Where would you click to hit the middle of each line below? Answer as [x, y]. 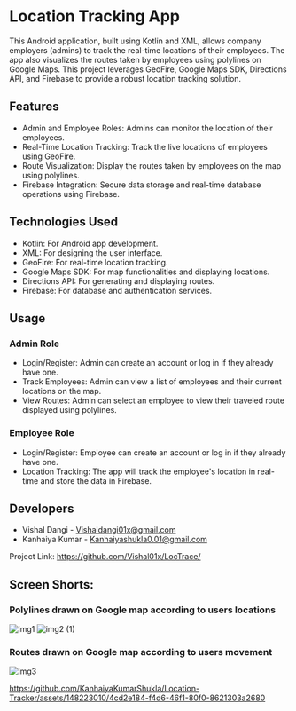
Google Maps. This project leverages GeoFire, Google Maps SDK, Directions [148, 69]
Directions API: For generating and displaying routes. [118, 280]
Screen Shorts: [52, 585]
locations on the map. [62, 391]
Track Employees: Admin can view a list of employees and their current [152, 382]
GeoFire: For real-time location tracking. [95, 262]
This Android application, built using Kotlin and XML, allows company [135, 41]
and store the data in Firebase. [96, 480]
